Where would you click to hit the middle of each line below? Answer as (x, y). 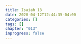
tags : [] (15, 24)
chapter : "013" (21, 29)
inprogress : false (25, 33)
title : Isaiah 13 (24, 10)
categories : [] (21, 19)
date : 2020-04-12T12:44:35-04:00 (41, 15)
